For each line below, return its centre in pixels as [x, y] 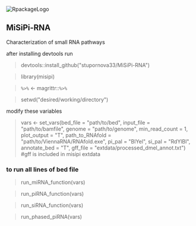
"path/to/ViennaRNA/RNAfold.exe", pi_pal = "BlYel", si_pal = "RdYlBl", [105, 141]
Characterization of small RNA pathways [56, 42]
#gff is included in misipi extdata [61, 154]
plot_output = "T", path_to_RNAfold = [66, 135]
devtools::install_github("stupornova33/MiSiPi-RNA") [85, 65]
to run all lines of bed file [42, 169]
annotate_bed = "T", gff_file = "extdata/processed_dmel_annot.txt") [103, 148]
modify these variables [34, 111]
